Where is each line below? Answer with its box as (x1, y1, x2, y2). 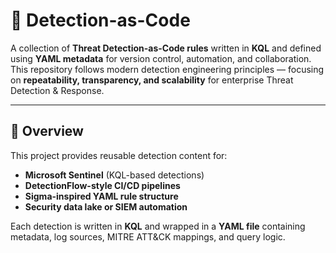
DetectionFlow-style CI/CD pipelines (24, 179, 181, 191)
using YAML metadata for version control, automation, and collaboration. (10, 52, 312, 64)
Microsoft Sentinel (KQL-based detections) (24, 169, 205, 181)
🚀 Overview (10, 123, 84, 140)
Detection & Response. (10, 84, 105, 96)
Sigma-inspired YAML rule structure (24, 190, 179, 202)
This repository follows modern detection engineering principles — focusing (10, 63, 325, 75)
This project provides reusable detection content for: (10, 149, 228, 161)
